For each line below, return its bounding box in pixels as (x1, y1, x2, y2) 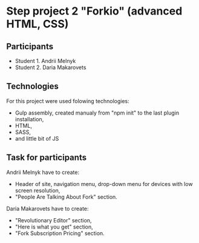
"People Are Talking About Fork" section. (15, 193, 118, 201)
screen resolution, (15, 187, 60, 194)
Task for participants (6, 153, 86, 163)
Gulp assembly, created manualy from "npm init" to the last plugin (15, 109, 180, 116)
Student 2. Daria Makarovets (15, 64, 86, 71)
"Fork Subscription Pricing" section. (15, 229, 105, 237)
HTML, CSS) (6, 17, 69, 31)
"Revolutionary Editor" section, (15, 216, 92, 224)
